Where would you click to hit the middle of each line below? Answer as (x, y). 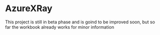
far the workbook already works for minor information (60, 27)
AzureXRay (29, 9)
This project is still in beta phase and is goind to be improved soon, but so (80, 22)
